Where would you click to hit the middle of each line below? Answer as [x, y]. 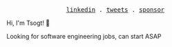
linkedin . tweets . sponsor [115, 10]
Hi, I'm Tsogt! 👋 [28, 23]
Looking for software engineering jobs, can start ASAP [84, 36]
